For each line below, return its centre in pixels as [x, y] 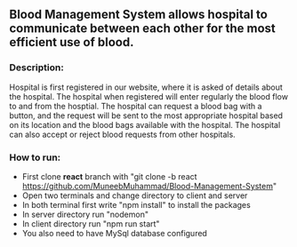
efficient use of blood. [72, 42]
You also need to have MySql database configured [114, 233]
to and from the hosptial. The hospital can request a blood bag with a [136, 106]
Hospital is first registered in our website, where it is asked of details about [146, 87]
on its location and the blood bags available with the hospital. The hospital [145, 124]
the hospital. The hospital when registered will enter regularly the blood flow [149, 96]
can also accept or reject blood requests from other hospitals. [122, 134]
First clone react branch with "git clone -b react [109, 176]
